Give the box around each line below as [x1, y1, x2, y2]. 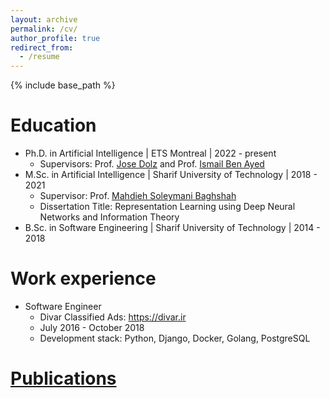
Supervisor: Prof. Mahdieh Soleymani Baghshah [39, 190, 237, 202]
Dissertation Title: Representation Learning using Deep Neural [39, 201, 296, 213]
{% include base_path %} [10, 79, 116, 91]
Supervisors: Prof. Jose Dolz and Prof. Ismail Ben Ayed [39, 158, 265, 170]
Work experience [10, 267, 157, 290]
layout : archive [10, 14, 78, 25]
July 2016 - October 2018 [39, 322, 145, 333]
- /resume [19, 52, 60, 62]
